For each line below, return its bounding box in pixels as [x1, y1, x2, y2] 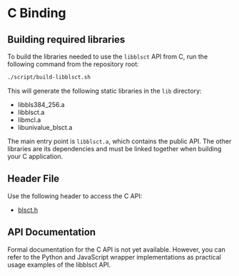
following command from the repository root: [7, 60, 139, 68]
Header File [7, 173, 60, 185]
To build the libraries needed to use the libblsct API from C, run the [7, 52, 208, 61]
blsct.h [17, 205, 39, 214]
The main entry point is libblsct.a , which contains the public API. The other [7, 137, 232, 145]
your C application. [7, 152, 63, 160]
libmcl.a [17, 116, 41, 124]
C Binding [7, 5, 66, 21]
